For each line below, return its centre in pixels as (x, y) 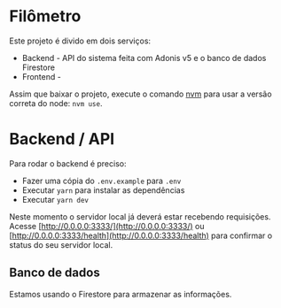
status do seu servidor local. (61, 244)
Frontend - (42, 76)
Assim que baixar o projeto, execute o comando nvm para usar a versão (140, 94)
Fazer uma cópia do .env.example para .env (101, 181)
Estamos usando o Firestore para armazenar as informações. (121, 294)
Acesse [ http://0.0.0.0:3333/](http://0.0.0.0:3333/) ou (107, 226)
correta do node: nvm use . (56, 103)
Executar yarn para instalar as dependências (103, 190)
